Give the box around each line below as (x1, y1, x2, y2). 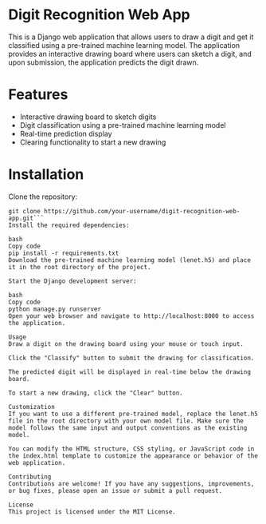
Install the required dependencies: (8, 221, 130, 229)
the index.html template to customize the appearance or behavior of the (8, 451, 259, 460)
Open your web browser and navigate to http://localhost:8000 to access (8, 312, 255, 320)
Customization (8, 403, 56, 411)
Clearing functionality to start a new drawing (19, 137, 166, 147)
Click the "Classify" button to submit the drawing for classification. (8, 354, 255, 362)
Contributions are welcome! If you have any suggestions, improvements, (8, 479, 255, 488)
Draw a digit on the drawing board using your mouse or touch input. (8, 339, 244, 348)
